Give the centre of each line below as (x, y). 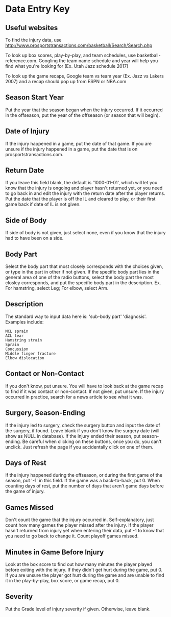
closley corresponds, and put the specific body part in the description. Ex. (83, 283)
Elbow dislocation (25, 358)
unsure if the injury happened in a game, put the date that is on (71, 149)
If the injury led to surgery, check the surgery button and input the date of (83, 425)
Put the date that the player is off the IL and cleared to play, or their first (80, 199)
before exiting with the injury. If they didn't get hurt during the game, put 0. (84, 570)
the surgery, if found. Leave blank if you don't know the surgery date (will (82, 430)
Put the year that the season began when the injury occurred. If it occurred (84, 110)
